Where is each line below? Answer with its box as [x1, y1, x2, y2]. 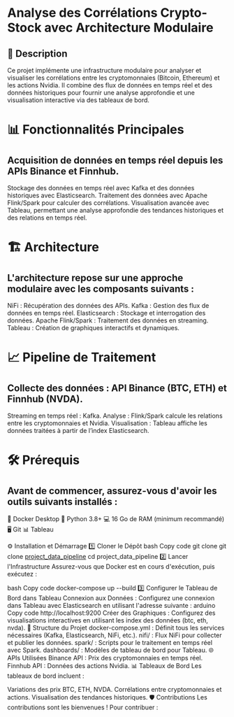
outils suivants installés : [7, 495, 118, 508]
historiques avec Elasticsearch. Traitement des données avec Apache [7, 191, 208, 199]
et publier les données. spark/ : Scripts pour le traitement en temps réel [7, 639, 213, 646]
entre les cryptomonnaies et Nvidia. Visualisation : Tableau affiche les [7, 419, 207, 427]
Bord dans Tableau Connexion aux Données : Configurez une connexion [7, 594, 215, 602]
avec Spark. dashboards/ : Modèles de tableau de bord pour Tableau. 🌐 [7, 646, 214, 654]
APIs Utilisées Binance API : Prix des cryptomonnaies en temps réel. [7, 654, 203, 662]
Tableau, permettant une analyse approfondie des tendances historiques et [7, 206, 224, 214]
